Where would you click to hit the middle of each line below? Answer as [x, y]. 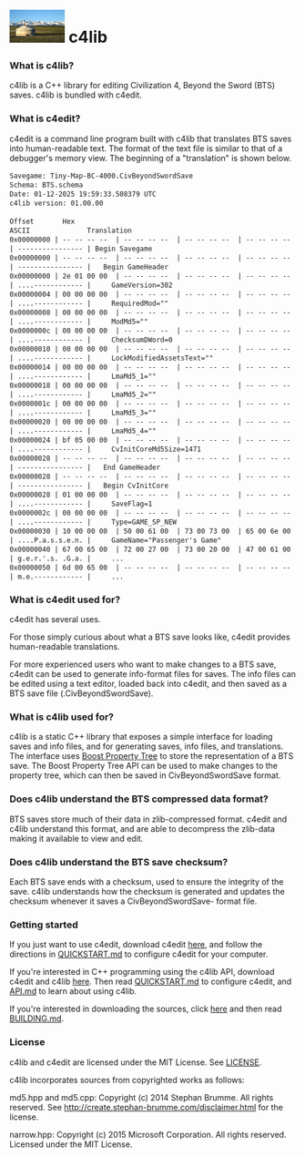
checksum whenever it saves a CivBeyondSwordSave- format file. [133, 901]
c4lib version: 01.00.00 [56, 203]
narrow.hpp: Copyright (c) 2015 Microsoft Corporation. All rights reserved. [148, 1134]
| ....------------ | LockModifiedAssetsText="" [112, 358]
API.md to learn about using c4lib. [73, 991]
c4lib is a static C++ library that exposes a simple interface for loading [141, 737]
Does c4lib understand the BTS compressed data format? [139, 799]
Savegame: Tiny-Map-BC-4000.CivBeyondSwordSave [102, 176]
